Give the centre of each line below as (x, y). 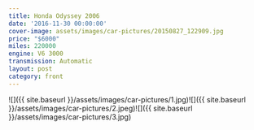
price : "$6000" (34, 39)
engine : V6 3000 (36, 54)
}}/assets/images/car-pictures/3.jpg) (70, 117)
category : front (36, 76)
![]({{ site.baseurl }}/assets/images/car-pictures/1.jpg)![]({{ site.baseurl (127, 99)
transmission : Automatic (50, 62)
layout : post (31, 69)
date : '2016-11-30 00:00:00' (58, 24)
